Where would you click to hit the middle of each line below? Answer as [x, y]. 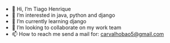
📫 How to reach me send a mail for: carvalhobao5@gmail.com [88, 34]
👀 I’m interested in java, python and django [64, 15]
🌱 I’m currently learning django [49, 21]
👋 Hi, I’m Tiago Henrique [41, 9]
